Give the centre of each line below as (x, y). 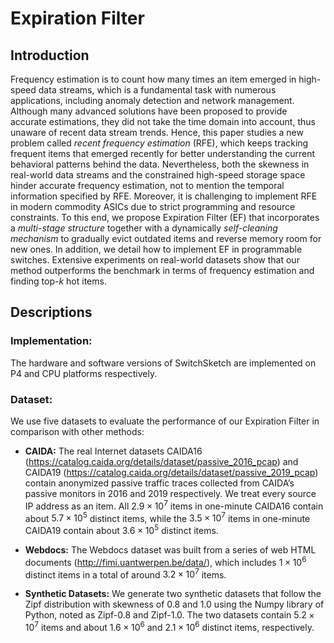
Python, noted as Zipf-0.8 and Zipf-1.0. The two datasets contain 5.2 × (169, 615)
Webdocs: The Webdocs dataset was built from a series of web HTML (170, 549)
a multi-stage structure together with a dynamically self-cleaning (144, 228)
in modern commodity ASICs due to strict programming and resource (153, 206)
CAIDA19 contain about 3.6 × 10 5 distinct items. (121, 529)
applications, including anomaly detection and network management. (152, 100)
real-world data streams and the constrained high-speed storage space (158, 175)
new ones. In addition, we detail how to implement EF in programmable (156, 249)
